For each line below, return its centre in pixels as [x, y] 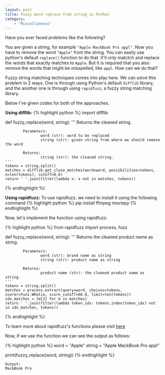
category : [15, 19]
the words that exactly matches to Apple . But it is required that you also [77, 63]
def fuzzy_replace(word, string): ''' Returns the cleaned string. [68, 122]
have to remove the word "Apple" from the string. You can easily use [75, 52]
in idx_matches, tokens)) [32, 308]
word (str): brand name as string [76, 256]
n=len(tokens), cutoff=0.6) [34, 175]
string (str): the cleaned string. [77, 157]
